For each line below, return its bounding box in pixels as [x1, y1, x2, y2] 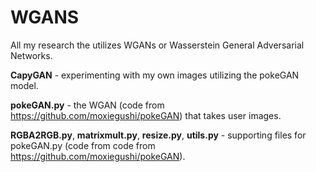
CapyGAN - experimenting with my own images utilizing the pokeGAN [10, 69, 300, 81]
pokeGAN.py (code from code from [10, 139, 156, 151]
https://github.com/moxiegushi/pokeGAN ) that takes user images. [10, 109, 282, 121]
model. [10, 79, 39, 91]
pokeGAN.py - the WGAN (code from [10, 99, 165, 111]
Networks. [10, 49, 53, 61]
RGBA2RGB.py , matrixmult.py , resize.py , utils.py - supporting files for [10, 129, 307, 141]
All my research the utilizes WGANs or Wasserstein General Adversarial [10, 39, 305, 51]
